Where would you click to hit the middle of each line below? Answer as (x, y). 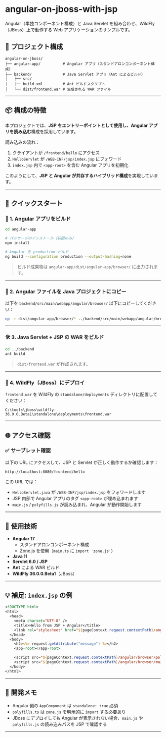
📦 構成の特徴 (26, 110)
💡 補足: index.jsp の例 (39, 595)
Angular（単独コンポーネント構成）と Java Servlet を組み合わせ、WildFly (80, 23)
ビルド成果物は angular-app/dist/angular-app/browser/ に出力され (85, 267)
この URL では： (21, 481)
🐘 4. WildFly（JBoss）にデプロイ (45, 383)
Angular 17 (23, 538)
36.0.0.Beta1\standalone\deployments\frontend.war (58, 414)
